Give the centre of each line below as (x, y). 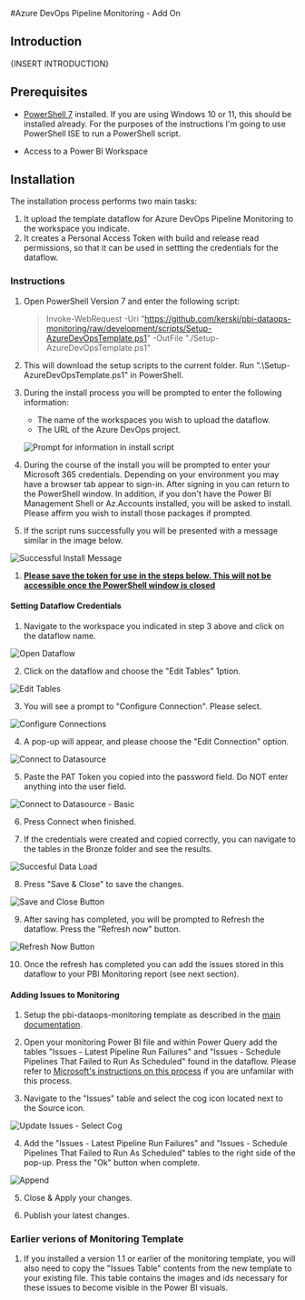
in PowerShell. (157, 375)
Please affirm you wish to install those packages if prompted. (138, 513)
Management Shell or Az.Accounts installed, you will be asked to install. (157, 503)
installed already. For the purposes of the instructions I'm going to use (155, 124)
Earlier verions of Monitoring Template (97, 1239)
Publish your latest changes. (76, 1215)
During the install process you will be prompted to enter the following (152, 392)
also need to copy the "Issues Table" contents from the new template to (157, 1268)
